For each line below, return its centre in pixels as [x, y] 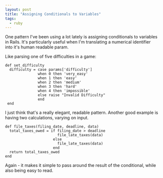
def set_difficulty [25, 65]
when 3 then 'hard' [57, 87]
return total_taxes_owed [35, 152]
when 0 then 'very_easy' [63, 74]
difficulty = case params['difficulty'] [51, 70]
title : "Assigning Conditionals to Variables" [53, 14]
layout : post [18, 9]
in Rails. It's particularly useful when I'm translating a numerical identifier [78, 42]
